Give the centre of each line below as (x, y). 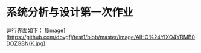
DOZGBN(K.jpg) (26, 43)
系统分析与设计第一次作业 (70, 12)
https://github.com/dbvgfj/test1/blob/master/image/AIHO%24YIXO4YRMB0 (101, 37)
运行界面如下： (25, 30)
